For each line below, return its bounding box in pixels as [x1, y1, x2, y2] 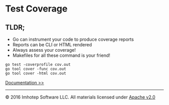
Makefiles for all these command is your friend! [12, 52, 111, 58]
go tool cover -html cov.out [5, 71, 66, 76]
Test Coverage [5, 3, 68, 15]
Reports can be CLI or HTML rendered [12, 42, 92, 48]
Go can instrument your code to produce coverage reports [12, 36, 134, 42]
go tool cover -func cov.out [5, 66, 66, 71]
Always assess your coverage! [12, 47, 76, 53]
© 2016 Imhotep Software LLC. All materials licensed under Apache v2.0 [5, 94, 155, 100]
